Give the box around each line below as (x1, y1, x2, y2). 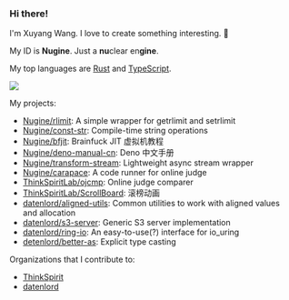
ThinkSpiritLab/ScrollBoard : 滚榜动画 (22, 187, 161, 198)
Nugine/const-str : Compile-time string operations (22, 125, 209, 136)
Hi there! (9, 7, 49, 20)
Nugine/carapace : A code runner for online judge (22, 167, 207, 178)
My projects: (9, 98, 56, 109)
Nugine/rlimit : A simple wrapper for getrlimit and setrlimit (22, 115, 236, 126)
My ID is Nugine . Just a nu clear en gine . (9, 45, 159, 56)
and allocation (22, 207, 76, 218)
